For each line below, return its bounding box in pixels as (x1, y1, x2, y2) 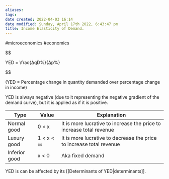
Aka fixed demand (61, 152, 105, 159)
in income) (5, 84, 28, 91)
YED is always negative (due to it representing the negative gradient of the (5, 94, 159, 100)
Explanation (97, 111, 126, 118)
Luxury (8, 135, 24, 142)
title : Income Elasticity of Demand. (5, 26, 84, 31)
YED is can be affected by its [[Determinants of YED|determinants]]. (5, 168, 146, 174)
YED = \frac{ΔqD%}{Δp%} (5, 59, 60, 66)
